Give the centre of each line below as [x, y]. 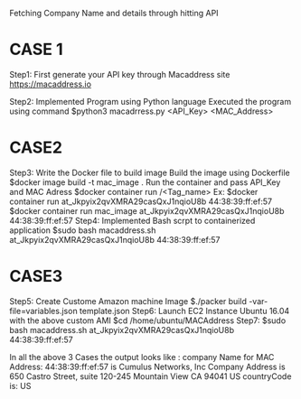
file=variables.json [44, 311]
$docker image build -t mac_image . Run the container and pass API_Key [145, 182]
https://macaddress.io [51, 84]
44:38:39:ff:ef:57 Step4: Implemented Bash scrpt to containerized [132, 220]
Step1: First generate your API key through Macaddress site [120, 74]
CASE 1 [36, 50]
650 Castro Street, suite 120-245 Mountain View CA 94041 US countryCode [150, 376]
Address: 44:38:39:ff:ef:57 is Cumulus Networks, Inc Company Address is [148, 367]
